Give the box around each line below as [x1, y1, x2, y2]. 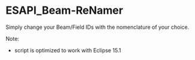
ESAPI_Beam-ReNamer [5, 4, 124, 17]
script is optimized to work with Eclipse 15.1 [14, 46, 121, 54]
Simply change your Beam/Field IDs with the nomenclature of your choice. [5, 23, 190, 31]
